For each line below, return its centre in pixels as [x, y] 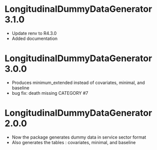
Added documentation [35, 38]
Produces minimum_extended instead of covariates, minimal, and [78, 82]
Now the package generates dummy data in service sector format [79, 137]
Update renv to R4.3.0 [34, 33]
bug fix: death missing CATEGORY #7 [50, 93]
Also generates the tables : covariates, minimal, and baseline [74, 142]
